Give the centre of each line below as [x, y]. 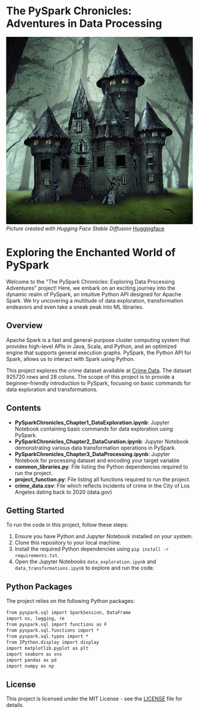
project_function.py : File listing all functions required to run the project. [102, 479]
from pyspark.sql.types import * [47, 637]
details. [15, 705]
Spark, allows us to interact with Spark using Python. [70, 359]
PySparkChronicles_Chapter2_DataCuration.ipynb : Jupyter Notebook [102, 441]
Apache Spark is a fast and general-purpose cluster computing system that [98, 340]
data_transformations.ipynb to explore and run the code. [85, 568]
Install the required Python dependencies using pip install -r [92, 549]
